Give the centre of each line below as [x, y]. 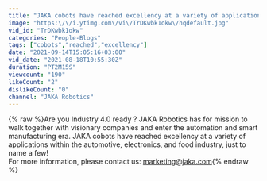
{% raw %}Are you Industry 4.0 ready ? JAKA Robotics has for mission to [128, 119]
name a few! [29, 153]
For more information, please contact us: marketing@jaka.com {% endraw [128, 162]
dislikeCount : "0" [39, 89]
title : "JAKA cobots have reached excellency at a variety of [113, 15]
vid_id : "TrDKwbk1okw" [46, 30]
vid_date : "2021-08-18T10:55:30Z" [66, 60]
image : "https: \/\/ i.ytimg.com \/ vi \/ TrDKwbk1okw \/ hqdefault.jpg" [118, 23]
